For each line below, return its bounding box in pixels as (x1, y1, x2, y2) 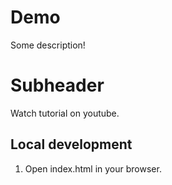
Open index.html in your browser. (24, 162, 162, 175)
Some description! (10, 39, 86, 51)
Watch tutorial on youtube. (10, 107, 120, 119)
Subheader (10, 74, 105, 97)
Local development (10, 136, 133, 153)
